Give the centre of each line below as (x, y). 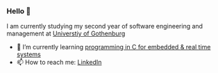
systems (28, 54)
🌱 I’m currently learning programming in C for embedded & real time (114, 47)
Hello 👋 (19, 11)
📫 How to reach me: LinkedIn (59, 63)
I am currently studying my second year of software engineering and (104, 26)
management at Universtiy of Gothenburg (66, 33)
